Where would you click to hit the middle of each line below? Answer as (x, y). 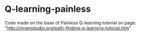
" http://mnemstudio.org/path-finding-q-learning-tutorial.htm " (68, 28)
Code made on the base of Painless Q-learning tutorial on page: (70, 23)
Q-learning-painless (48, 9)
